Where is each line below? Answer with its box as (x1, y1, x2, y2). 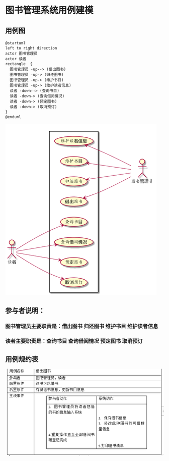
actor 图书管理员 (5, 51, 38, 56)
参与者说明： (5, 306, 45, 315)
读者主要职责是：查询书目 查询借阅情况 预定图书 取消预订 (5, 338, 143, 345)
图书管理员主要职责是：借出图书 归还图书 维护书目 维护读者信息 (5, 323, 158, 330)
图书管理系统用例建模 (5, 5, 94, 16)
